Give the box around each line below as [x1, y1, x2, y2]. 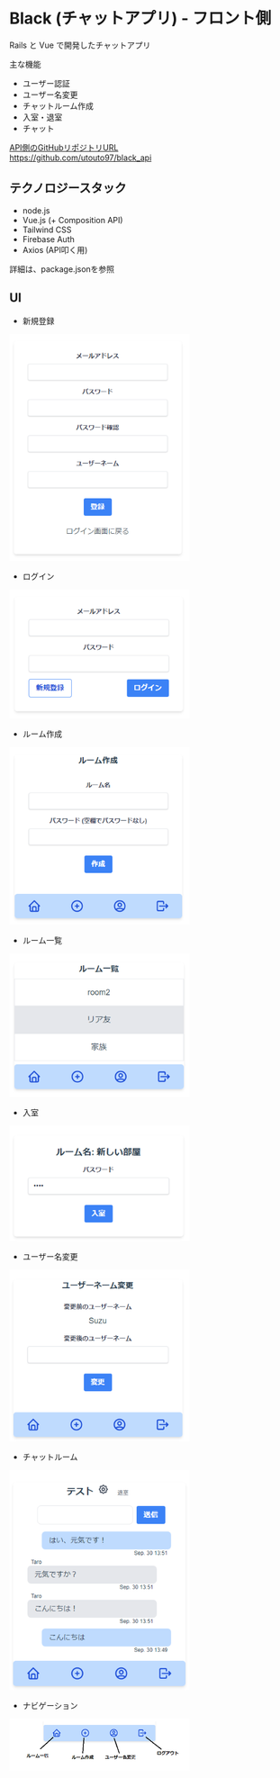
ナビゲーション [22, 1701, 78, 1711]
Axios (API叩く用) [22, 244, 88, 255]
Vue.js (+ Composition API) [22, 214, 123, 225]
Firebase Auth [22, 233, 75, 244]
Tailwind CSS [22, 224, 72, 235]
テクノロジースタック [9, 181, 127, 196]
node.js [22, 204, 51, 216]
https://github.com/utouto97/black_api [9, 152, 152, 163]
